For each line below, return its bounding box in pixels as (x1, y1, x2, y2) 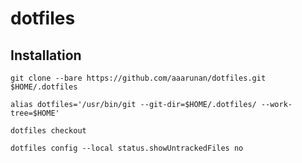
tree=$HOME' (10, 108, 60, 118)
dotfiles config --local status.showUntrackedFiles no (10, 143, 244, 153)
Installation (10, 47, 82, 64)
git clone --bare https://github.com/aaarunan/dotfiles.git (10, 73, 267, 83)
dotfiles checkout (10, 126, 87, 136)
